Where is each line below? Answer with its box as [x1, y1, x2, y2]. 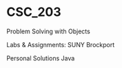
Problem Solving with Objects [6, 27, 90, 35]
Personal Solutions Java [6, 53, 75, 62]
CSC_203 [6, 4, 61, 20]
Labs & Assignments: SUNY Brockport [6, 40, 115, 49]
